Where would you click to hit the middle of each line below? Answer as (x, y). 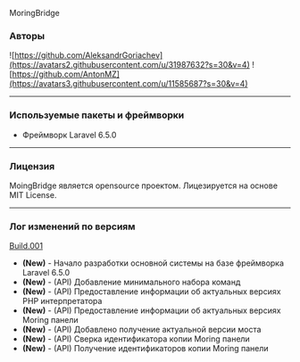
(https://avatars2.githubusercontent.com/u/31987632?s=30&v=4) (129, 65)
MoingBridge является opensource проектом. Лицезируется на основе (144, 185)
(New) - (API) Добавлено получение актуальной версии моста (142, 330)
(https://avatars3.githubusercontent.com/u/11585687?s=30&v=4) (129, 84)
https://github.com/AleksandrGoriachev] (89, 55)
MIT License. (33, 194)
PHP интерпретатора (62, 301)
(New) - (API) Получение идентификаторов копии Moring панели (146, 349)
